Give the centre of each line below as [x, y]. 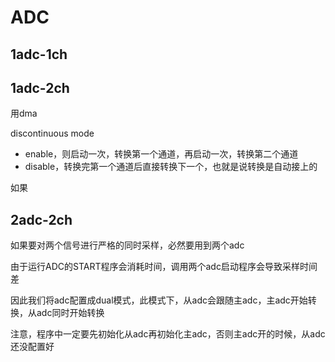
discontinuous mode [52, 133]
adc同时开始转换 [70, 313]
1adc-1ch [39, 54]
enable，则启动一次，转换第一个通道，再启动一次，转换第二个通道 [161, 154]
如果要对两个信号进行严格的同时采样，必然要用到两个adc [127, 245]
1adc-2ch [40, 87]
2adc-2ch [41, 219]
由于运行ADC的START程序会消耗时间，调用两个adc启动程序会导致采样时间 [164, 267]
